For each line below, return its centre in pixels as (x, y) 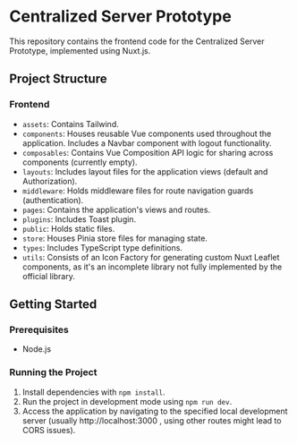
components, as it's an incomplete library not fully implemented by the (152, 267)
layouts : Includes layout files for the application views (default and (145, 171)
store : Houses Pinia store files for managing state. (115, 238)
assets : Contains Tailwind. (70, 124)
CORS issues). (49, 430)
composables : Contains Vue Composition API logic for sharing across (148, 152)
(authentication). (53, 200)
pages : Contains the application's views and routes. (116, 209)
